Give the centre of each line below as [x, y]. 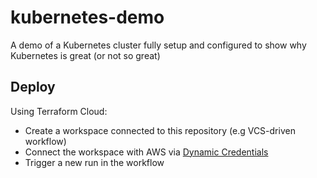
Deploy [33, 87]
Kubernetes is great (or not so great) [85, 55]
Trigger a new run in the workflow [94, 162]
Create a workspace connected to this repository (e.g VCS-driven [160, 130]
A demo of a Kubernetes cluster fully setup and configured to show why [158, 45]
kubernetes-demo [87, 17]
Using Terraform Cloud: [59, 111]
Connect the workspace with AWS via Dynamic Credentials [146, 152]
